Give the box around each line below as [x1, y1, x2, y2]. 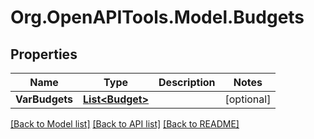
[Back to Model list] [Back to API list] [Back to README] [10, 118, 240, 130]
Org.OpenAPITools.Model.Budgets [10, 6, 305, 29]
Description [158, 76, 216, 89]
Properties [10, 46, 78, 63]
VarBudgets [15, 92, 74, 106]
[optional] [224, 92, 272, 106]
